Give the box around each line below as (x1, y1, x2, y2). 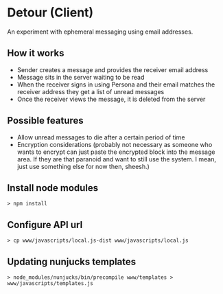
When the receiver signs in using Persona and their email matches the (16, 80, 215, 89)
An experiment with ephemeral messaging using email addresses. (7, 27, 193, 36)
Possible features (7, 115, 84, 126)
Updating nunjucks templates (7, 256, 137, 267)
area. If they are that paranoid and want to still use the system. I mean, (16, 155, 217, 163)
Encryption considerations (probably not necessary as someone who (16, 140, 213, 148)
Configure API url (7, 218, 83, 231)
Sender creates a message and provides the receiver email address (16, 65, 209, 73)
